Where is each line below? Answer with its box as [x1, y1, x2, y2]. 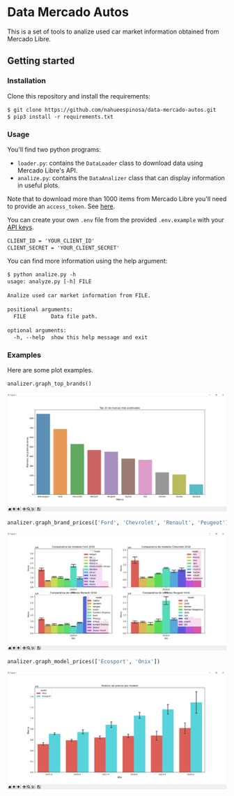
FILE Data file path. [13, 312, 98, 320]
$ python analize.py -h [7, 270, 77, 278]
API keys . [7, 223, 34, 231]
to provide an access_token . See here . [7, 202, 116, 210]
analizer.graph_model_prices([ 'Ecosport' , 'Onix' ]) [7, 658, 160, 665]
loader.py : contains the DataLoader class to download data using [17, 159, 203, 167]
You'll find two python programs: [7, 145, 101, 154]
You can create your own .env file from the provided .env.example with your [7, 215, 224, 224]
